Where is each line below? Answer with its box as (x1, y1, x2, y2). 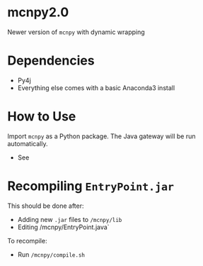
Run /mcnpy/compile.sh (17, 250, 85, 259)
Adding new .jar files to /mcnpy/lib (17, 215, 122, 223)
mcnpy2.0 (7, 4, 69, 21)
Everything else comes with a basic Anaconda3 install (17, 83, 175, 92)
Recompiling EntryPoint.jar (7, 178, 175, 194)
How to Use (7, 109, 76, 125)
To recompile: (7, 236, 47, 245)
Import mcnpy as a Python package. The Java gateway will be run (7, 132, 196, 140)
